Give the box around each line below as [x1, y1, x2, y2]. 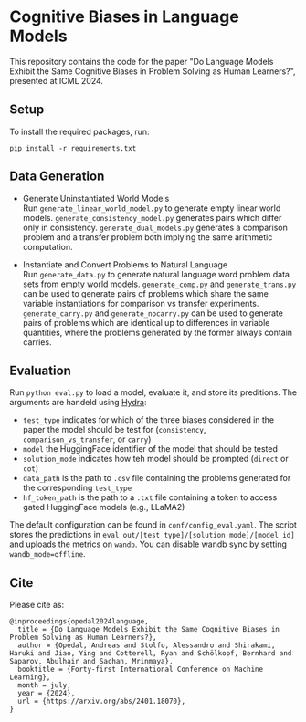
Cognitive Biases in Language [9, 6, 239, 27]
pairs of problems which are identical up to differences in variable [22, 317, 270, 328]
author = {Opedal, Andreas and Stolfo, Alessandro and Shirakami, [17, 641, 276, 650]
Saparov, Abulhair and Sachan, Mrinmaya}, [9, 657, 174, 666]
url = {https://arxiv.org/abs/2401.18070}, [17, 696, 185, 706]
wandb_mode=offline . [9, 549, 86, 560]
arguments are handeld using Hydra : [9, 397, 147, 408]
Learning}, [9, 673, 51, 682]
